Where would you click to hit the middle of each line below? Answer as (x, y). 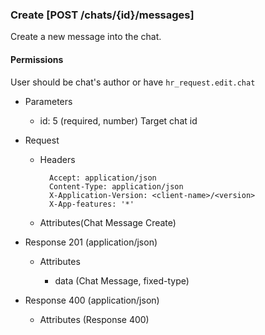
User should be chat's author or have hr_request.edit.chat (133, 82)
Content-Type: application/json (116, 186)
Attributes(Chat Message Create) (108, 222)
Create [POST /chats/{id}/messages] (102, 15)
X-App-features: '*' (91, 204)
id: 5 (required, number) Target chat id (118, 120)
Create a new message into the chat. (86, 37)
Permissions (37, 59)
